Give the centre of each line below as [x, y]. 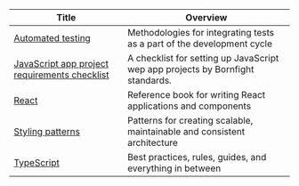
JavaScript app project [61, 64]
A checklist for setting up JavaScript [203, 58]
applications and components [190, 106]
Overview [206, 17]
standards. [149, 81]
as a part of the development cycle [200, 44]
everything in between [174, 168]
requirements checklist [61, 75]
